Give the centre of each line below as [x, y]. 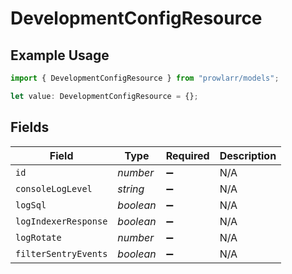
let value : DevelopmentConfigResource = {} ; [104, 96]
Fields [30, 127]
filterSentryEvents [61, 253]
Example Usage [60, 55]
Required [187, 155]
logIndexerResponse [61, 221]
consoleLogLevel [54, 188]
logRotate [38, 237]
